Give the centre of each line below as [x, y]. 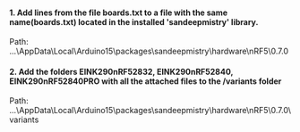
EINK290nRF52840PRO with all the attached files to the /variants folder [146, 81]
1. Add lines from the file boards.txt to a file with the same [119, 12]
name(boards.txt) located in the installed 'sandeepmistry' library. [134, 21]
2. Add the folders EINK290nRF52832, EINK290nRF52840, [121, 71]
